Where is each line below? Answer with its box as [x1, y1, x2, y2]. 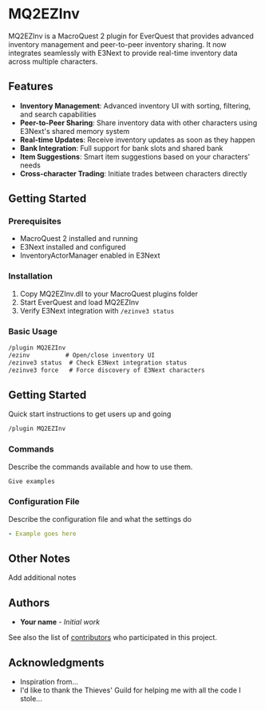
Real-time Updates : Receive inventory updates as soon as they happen [19, 135, 255, 144]
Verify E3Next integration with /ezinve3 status [19, 306, 175, 315]
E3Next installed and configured [19, 243, 126, 252]
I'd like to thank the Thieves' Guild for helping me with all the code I [19, 685, 241, 695]
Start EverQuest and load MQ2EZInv [19, 297, 140, 307]
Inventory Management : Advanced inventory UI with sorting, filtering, [19, 101, 251, 110]
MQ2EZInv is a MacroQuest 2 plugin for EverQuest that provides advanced [8, 31, 254, 41]
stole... [19, 694, 42, 703]
